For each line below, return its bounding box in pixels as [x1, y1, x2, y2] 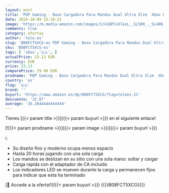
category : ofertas [5, 31, 44, 36]
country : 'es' [5, 78, 35, 83]
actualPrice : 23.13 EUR [5, 54, 55, 60]
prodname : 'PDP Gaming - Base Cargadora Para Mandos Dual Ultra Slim [5, 73, 154, 78]
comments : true [5, 26, 37, 31]
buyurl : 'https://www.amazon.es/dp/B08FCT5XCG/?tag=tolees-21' [5, 92, 141, 97]
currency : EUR [5, 59, 35, 64]
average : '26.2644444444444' [5, 102, 66, 107]
